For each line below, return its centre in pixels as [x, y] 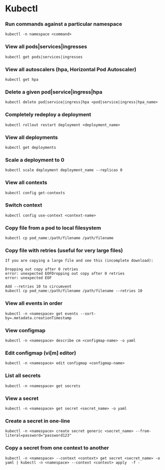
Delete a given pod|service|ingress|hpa [54, 92]
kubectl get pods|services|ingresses [44, 57]
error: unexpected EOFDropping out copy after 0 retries [65, 274]
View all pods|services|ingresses [46, 46]
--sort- [88, 314]
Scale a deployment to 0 [35, 160]
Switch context [24, 205]
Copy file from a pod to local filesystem [53, 228]
